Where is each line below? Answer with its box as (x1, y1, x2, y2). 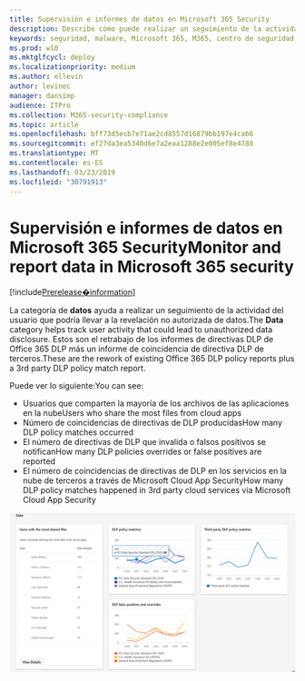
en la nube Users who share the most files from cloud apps (22, 408, 242, 419)
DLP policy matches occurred (22, 427, 134, 438)
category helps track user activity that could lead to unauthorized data (9, 324, 273, 335)
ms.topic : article (9, 120, 79, 129)
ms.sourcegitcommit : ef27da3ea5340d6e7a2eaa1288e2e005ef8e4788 (9, 139, 254, 149)
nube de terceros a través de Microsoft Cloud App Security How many (22, 475, 284, 486)
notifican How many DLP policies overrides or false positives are (22, 446, 262, 458)
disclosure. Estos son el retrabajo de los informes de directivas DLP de (9, 334, 274, 345)
